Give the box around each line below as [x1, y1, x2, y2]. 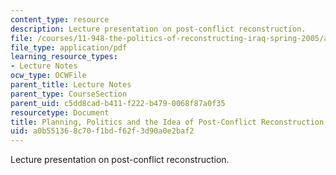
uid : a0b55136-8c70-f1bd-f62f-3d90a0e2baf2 [10, 126, 195, 136]
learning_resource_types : [10, 52, 118, 62]
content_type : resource [10, 14, 110, 25]
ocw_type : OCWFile [10, 71, 87, 81]
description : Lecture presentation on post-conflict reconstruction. [10, 24, 307, 34]
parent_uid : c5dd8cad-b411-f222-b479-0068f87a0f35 [10, 98, 226, 108]
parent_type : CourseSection [10, 89, 128, 99]
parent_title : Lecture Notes [10, 80, 132, 90]
